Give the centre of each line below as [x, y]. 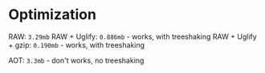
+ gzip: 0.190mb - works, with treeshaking [77, 44]
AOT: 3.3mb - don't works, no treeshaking [76, 60]
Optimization [52, 15]
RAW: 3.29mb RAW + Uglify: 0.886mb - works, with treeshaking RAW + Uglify [132, 36]
